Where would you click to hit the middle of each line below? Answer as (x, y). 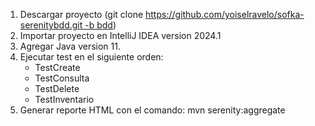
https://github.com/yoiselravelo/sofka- (225, 14)
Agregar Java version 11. (70, 46)
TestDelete (57, 88)
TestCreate (57, 67)
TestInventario (64, 99)
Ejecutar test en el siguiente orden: (91, 57)
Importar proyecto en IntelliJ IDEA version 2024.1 (120, 35)
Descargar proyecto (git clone (81, 14)
